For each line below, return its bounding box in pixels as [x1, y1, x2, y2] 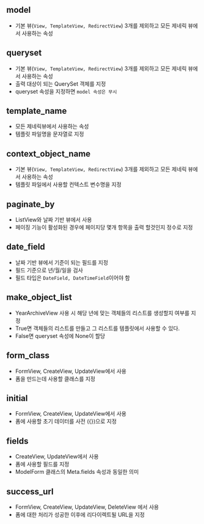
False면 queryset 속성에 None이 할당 [15, 332, 106, 339]
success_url [6, 486, 54, 496]
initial [6, 393, 28, 403]
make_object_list [6, 292, 72, 302]
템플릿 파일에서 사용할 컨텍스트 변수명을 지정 [15, 181, 122, 189]
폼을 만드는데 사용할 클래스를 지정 [15, 375, 96, 382]
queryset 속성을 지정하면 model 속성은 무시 [15, 88, 117, 95]
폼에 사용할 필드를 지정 [15, 460, 70, 468]
